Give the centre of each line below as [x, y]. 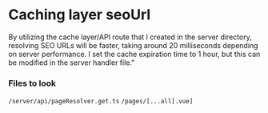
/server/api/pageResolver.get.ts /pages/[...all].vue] [101, 102]
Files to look [32, 83]
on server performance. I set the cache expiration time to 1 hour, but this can [134, 54]
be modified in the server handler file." [72, 63]
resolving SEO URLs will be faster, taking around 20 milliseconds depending [133, 45]
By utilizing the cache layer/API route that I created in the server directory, [130, 37]
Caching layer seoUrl [80, 15]
